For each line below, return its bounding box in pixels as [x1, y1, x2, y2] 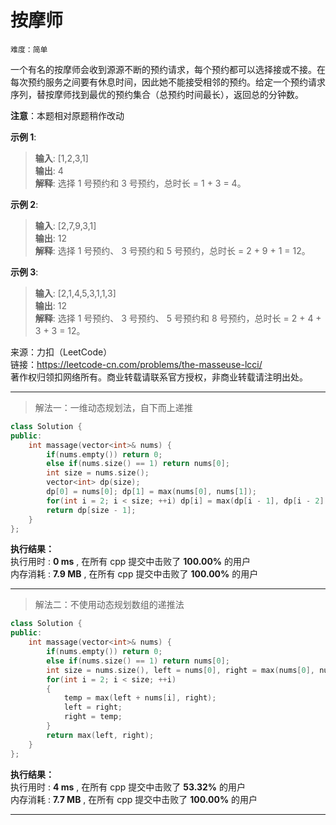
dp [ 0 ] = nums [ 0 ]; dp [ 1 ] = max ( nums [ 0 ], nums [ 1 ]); [46, 487, 258, 497]
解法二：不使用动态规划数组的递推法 [34, 599, 185, 611]
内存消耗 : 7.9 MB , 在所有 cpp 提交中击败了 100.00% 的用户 [10, 568, 259, 580]
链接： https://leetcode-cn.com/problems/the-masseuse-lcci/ [10, 358, 263, 370]
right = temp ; [63, 712, 123, 722]
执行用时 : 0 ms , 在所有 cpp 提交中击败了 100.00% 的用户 [10, 556, 251, 568]
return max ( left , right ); [46, 730, 155, 740]
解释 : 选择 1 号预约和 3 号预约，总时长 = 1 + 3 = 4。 [34, 177, 247, 189]
